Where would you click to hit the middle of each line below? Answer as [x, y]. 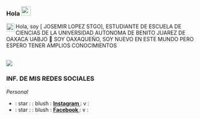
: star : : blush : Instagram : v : [52, 103]
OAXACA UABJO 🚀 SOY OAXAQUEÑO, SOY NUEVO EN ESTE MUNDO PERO [100, 39]
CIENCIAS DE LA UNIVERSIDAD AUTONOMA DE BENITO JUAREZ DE [101, 33]
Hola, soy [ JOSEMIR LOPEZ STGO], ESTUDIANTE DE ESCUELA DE [99, 26]
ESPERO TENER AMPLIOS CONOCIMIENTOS [62, 45]
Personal [17, 91]
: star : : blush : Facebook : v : [52, 109]
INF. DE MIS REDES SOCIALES [50, 79]
